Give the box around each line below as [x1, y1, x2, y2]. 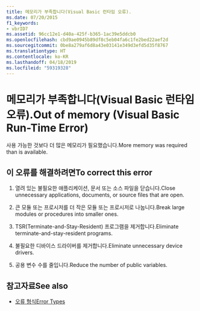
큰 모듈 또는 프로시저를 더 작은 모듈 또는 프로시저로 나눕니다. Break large [14, 204, 185, 211]
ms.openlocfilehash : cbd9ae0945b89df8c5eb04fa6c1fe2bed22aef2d [6, 37, 169, 43]
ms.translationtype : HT [6, 48, 66, 54]
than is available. [6, 148, 48, 155]
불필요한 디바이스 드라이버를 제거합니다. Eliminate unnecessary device [14, 242, 183, 250]
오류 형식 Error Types [14, 298, 65, 305]
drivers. [14, 249, 34, 256]
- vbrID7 [6, 25, 28, 32]
